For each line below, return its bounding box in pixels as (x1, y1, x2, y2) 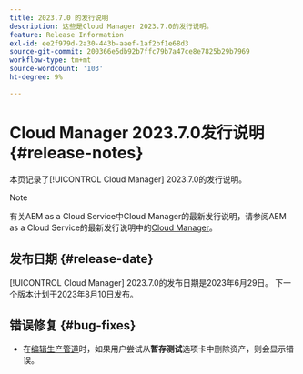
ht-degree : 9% (9, 73, 64, 82)
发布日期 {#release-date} (9, 251, 154, 267)
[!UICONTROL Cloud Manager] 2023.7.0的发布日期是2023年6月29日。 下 (9, 277, 284, 288)
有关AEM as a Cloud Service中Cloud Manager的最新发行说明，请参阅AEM (9, 210, 287, 221)
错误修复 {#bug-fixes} (9, 318, 136, 333)
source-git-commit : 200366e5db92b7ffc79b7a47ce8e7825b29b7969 (9, 47, 250, 56)
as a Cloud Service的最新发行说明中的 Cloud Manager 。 (9, 222, 218, 233)
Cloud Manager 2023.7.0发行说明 (9, 122, 266, 143)
